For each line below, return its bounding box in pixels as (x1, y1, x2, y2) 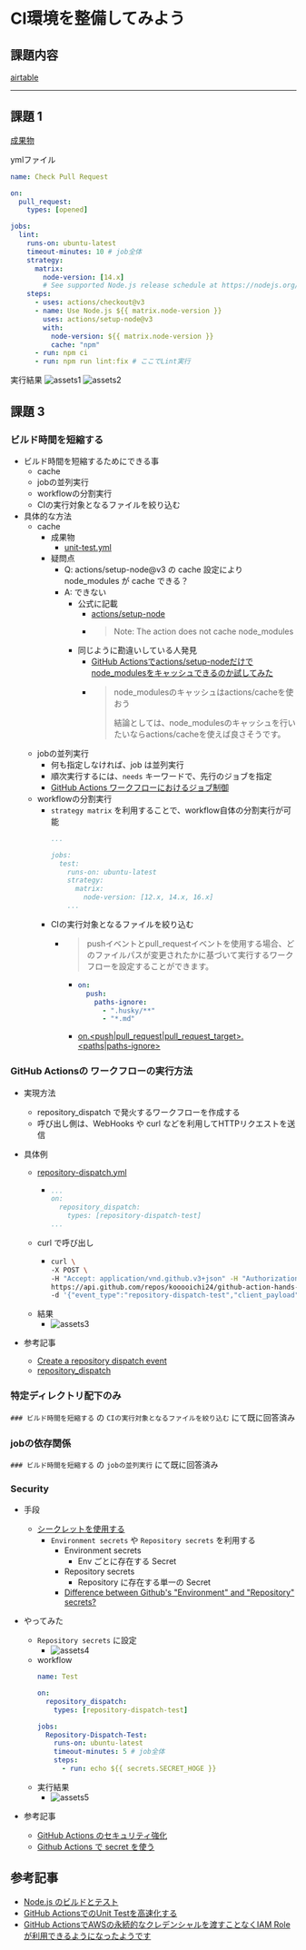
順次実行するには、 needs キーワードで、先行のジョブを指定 (50, 770, 272, 781)
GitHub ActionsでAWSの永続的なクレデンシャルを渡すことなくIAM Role (23, 1918, 291, 1930)
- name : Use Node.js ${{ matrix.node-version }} (34, 306, 222, 316)
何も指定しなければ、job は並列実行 (50, 759, 184, 770)
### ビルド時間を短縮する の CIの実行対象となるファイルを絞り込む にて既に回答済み (10, 1411, 296, 1422)
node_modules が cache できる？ (64, 575, 189, 586)
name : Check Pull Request (10, 172, 108, 182)
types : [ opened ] (26, 205, 89, 214)
